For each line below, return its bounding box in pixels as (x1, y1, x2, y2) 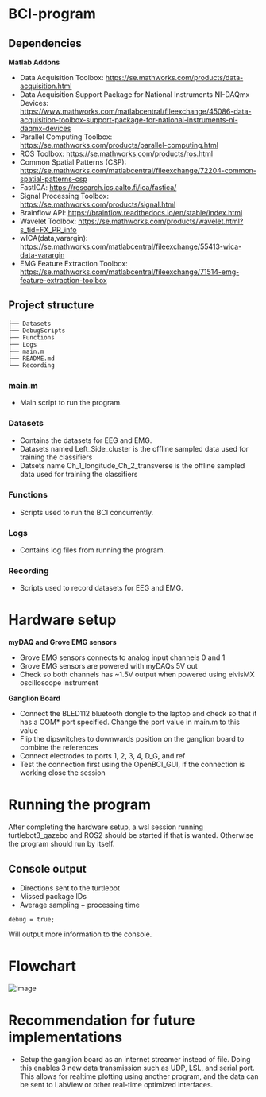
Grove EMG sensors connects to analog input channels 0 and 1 (19, 653, 226, 662)
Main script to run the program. (19, 398, 122, 408)
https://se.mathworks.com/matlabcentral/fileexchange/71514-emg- (19, 267, 240, 277)
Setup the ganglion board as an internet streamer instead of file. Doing (19, 1054, 251, 1064)
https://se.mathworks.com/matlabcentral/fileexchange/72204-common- (19, 166, 256, 175)
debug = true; (8, 915, 56, 923)
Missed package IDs (19, 891, 87, 901)
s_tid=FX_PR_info (19, 225, 77, 235)
